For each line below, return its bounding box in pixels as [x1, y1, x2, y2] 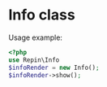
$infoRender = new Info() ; [8, 63, 100, 72]
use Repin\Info [8, 55, 60, 64]
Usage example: [8, 33, 63, 42]
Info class [8, 6, 75, 24]
